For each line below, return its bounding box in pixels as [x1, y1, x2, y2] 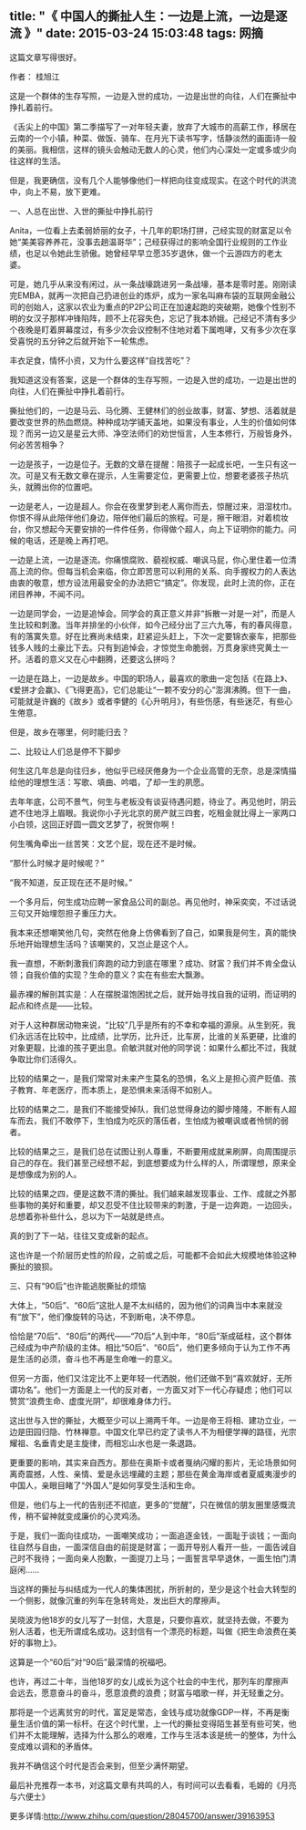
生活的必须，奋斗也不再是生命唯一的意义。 [16, 1353, 178, 1364]
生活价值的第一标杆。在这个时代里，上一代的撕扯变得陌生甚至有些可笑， [16, 1718, 289, 1729]
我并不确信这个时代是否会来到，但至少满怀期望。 [9, 1760, 193, 1771]
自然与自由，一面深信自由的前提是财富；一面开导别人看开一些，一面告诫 [16, 1541, 289, 1552]
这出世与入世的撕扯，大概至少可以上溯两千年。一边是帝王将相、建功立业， [9, 1414, 289, 1425]
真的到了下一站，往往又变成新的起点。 [9, 1230, 153, 1241]
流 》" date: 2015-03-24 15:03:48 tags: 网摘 [9, 26, 264, 41]
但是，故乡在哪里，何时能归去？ [9, 726, 129, 737]
